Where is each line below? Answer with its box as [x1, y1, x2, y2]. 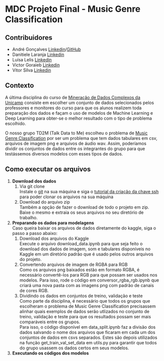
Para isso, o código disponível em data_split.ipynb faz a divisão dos [19, 324, 156, 330]
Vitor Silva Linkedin [12, 67, 51, 73]
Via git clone [19, 183, 45, 189]
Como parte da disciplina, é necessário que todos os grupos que [19, 298, 150, 304]
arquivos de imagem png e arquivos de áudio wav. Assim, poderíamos [5, 140, 147, 146]
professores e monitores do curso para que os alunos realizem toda [5, 104, 142, 111]
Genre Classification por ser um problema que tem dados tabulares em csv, [5, 135, 158, 141]
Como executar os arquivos [5, 165, 91, 174]
